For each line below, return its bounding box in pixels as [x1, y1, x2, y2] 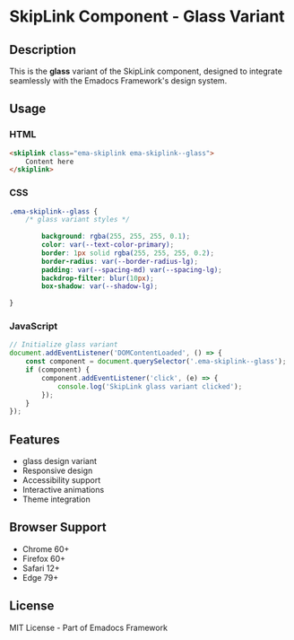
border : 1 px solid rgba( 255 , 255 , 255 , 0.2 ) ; [41, 249, 215, 258]
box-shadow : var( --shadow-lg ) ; [41, 282, 159, 291]
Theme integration [22, 494, 91, 504]
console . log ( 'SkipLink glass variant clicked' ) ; [56, 381, 243, 391]
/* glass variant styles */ [25, 215, 130, 224]
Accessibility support [22, 475, 101, 486]
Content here [25, 157, 74, 166]
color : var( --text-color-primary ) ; [41, 241, 175, 250]
